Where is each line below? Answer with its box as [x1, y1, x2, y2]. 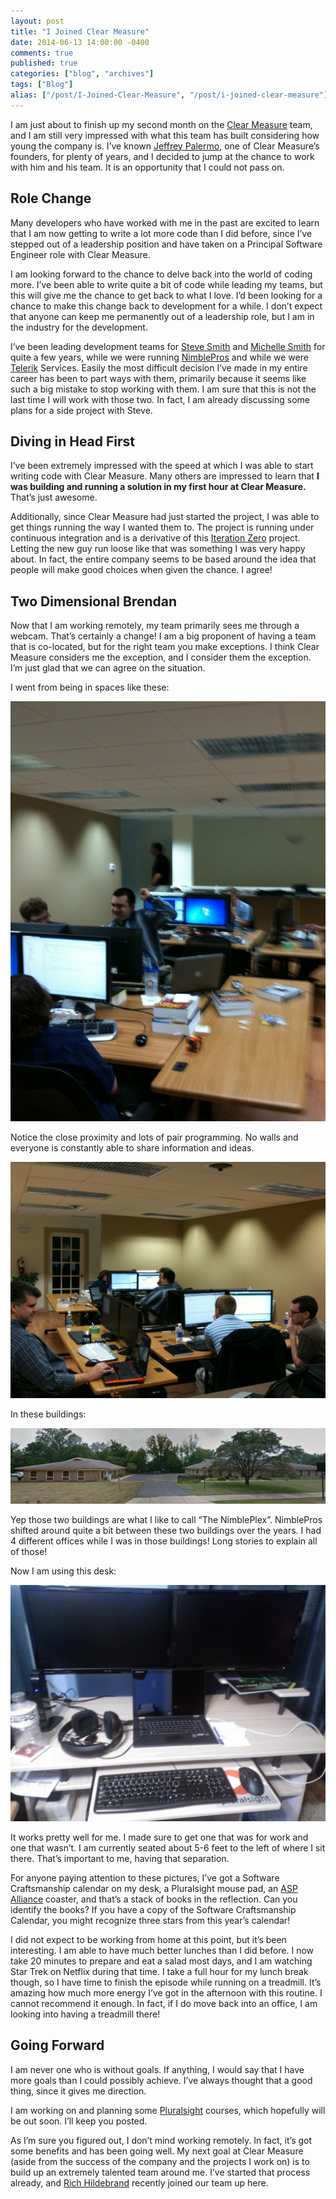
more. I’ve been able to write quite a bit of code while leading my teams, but [10, 278, 323, 290]
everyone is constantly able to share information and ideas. [10, 1142, 255, 1154]
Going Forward [10, 2037, 105, 2054]
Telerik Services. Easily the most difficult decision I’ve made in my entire [10, 361, 308, 374]
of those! [10, 1545, 48, 1557]
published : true [10, 58, 78, 69]
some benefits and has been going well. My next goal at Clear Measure [10, 2145, 304, 2157]
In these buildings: [10, 1408, 87, 1420]
